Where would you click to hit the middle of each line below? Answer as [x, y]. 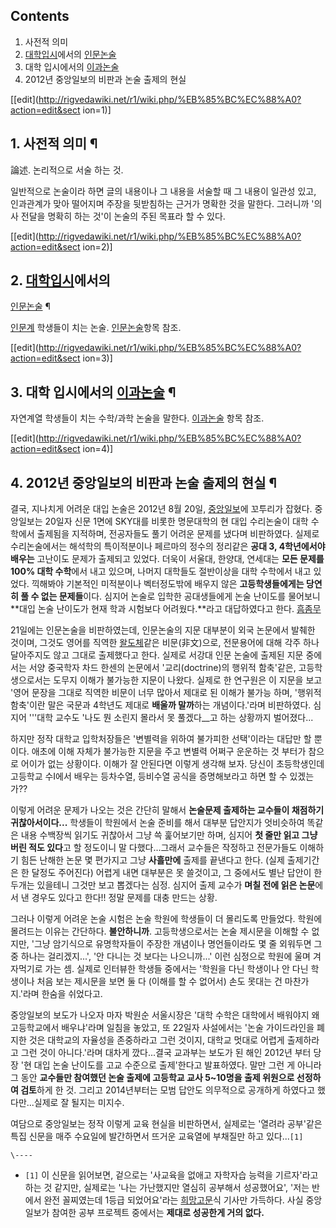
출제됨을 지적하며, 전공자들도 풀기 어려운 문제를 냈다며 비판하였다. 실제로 [178, 534]
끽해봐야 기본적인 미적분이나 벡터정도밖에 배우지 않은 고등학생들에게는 [168, 584]
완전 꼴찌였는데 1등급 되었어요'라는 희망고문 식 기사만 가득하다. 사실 [173, 1200]
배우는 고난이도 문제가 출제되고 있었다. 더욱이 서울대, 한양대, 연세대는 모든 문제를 [167, 559]
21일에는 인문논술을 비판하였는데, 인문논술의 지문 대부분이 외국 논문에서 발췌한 [163, 630]
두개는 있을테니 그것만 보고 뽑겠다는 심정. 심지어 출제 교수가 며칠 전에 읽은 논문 [163, 885]
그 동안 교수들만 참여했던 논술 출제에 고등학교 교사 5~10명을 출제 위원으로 [152, 1078]
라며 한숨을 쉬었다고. [62, 994]
